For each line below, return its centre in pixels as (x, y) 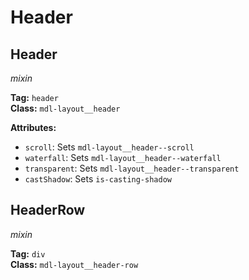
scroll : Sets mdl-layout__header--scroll (109, 147)
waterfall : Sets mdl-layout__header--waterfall (123, 157)
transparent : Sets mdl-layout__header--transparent (132, 168)
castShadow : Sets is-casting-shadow (98, 179)
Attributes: (33, 127)
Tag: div (28, 253)
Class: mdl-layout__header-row (74, 264)
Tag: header (34, 97)
